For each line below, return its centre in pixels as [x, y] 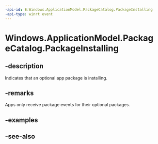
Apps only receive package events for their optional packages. [68, 105]
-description [24, 66]
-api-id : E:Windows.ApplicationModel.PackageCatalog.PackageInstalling [79, 9]
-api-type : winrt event [29, 14]
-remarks [19, 93]
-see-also [20, 136]
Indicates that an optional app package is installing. [56, 78]
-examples [22, 120]
